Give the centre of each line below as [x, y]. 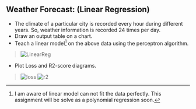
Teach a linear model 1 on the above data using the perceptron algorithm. [101, 43]
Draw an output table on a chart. [53, 36]
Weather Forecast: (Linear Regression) [78, 10]
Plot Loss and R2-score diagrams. [55, 66]
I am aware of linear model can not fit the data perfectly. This [88, 94]
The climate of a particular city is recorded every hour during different [99, 23]
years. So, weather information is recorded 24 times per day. [87, 30]
